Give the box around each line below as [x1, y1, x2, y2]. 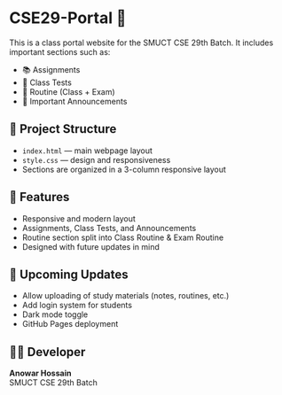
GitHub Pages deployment [21, 319, 119, 329]
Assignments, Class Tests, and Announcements [21, 222, 197, 233]
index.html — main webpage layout [21, 145, 153, 156]
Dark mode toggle [21, 309, 89, 320]
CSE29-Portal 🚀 [9, 8, 127, 28]
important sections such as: [9, 46, 111, 57]
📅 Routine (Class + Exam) [21, 86, 115, 97]
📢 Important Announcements [21, 96, 128, 106]
